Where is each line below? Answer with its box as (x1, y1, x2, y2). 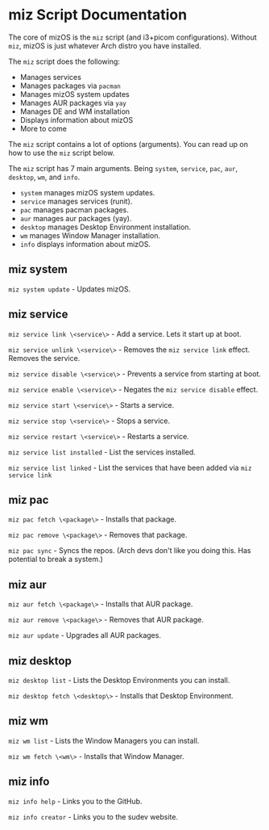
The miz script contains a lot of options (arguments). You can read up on (8, 139, 248, 149)
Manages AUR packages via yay (19, 98, 126, 107)
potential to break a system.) (8, 555, 103, 564)
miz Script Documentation (8, 6, 188, 24)
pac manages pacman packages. (19, 204, 129, 215)
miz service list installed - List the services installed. (8, 446, 196, 457)
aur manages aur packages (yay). (19, 213, 132, 223)
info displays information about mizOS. (19, 239, 151, 249)
